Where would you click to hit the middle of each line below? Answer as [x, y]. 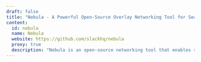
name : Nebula [28, 34]
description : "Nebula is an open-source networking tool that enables [101, 50]
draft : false [22, 12]
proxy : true [27, 45]
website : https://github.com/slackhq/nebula [68, 39]
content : [17, 22]
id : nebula [25, 28]
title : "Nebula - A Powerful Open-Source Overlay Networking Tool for [96, 17]
